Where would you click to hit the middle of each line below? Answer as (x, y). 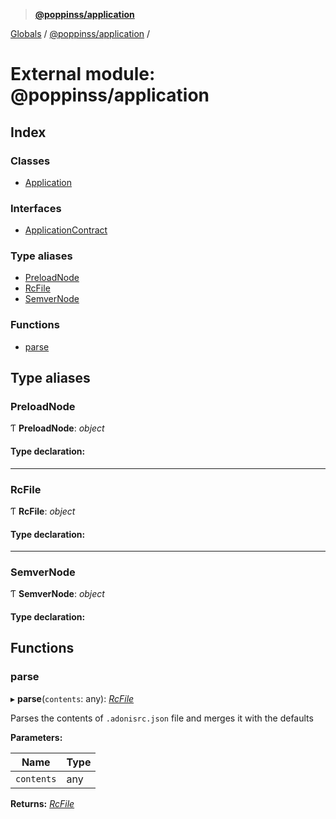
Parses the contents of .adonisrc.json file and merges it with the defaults (162, 718)
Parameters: (36, 737)
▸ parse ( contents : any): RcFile (72, 698)
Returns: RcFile (42, 803)
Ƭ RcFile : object (43, 511)
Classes (30, 161)
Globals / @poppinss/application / (80, 33)
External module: (83, 74)
